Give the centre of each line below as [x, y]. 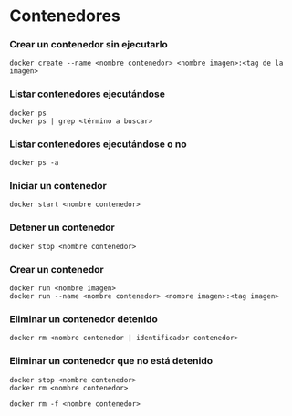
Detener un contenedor [63, 227]
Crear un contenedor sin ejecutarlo [89, 45]
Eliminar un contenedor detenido [83, 318]
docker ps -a [34, 163]
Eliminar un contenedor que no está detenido [111, 361]
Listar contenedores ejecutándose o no [98, 144]
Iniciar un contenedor [58, 186]
